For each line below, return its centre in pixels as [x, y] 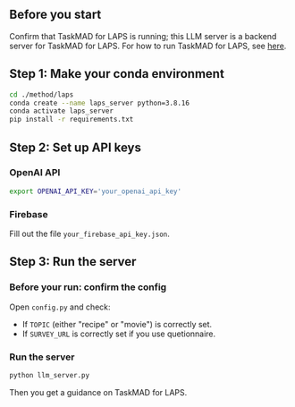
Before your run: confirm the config [88, 287]
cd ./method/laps [42, 94]
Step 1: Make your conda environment [117, 74]
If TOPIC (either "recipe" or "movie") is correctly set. [117, 324]
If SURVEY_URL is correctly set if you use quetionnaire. [119, 334]
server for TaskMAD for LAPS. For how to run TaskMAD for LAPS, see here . [148, 46]
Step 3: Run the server [73, 262]
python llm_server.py [50, 375]
